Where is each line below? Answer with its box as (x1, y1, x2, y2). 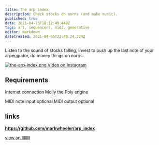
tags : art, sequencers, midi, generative (5, 25, 90, 30)
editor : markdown (5, 30, 40, 34)
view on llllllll (5, 134, 30, 141)
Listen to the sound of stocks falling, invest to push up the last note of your (5, 47, 154, 53)
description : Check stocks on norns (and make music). (5, 12, 118, 16)
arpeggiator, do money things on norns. (5, 52, 84, 58)
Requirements (5, 76, 48, 84)
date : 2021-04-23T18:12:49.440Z (5, 20, 70, 26)
